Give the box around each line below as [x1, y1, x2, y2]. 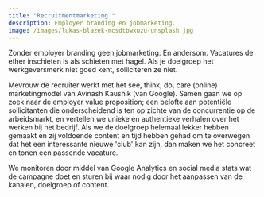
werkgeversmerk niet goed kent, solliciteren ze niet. [8, 65, 178, 75]
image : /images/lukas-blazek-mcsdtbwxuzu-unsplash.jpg [8, 26, 194, 34]
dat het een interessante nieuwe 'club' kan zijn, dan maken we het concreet [8, 140, 256, 149]
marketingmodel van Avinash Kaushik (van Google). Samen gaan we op [8, 89, 243, 98]
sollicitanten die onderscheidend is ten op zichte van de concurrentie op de [8, 106, 256, 115]
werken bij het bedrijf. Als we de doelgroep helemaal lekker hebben [8, 122, 229, 132]
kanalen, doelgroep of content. [8, 180, 110, 190]
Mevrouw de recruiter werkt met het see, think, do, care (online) [8, 80, 218, 90]
